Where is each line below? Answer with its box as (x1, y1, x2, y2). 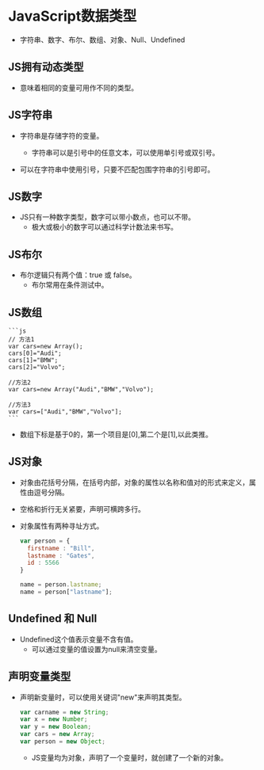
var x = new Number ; (19, 715, 88, 723)
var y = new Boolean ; (19, 722, 92, 731)
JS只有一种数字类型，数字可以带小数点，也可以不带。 (19, 212, 196, 222)
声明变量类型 (8, 670, 71, 684)
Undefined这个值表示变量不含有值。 (19, 635, 138, 644)
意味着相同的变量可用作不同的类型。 (19, 82, 139, 92)
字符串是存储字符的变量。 (19, 131, 104, 140)
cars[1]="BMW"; (8, 356, 59, 364)
